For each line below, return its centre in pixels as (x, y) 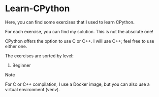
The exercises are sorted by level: (39, 56)
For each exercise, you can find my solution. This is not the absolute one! (79, 31)
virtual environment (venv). (32, 89)
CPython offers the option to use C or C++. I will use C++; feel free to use (80, 41)
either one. (16, 46)
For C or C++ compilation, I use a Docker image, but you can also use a (78, 84)
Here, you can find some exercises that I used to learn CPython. (70, 22)
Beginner (21, 65)
